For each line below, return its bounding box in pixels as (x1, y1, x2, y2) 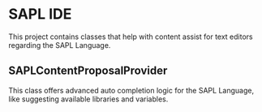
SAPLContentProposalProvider (8, 64, 168, 78)
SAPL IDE (8, 5, 72, 24)
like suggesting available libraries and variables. (8, 94, 169, 104)
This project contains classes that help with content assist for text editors (8, 32, 253, 41)
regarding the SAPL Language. (8, 40, 111, 50)
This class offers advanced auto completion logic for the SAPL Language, (8, 85, 254, 95)
